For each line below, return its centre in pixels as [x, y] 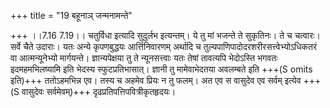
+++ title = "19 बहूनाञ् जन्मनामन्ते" [71, 15]
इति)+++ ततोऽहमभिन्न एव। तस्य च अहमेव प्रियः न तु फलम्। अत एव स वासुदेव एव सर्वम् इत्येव [156, 80]
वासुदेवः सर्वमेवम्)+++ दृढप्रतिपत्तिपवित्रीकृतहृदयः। [99, 91]
